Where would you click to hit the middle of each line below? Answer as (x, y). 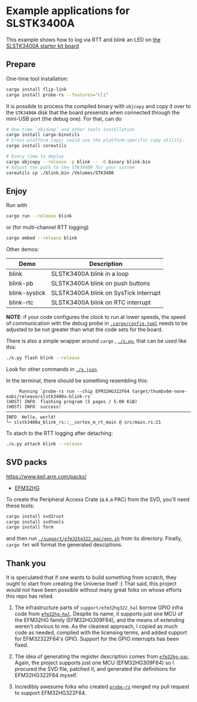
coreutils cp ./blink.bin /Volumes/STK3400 (60, 173)
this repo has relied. (30, 596)
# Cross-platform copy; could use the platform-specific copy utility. (95, 140)
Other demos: (23, 249)
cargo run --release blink (39, 216)
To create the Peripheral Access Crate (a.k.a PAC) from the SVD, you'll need (98, 499)
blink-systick (27, 293)
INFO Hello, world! (31, 417)
